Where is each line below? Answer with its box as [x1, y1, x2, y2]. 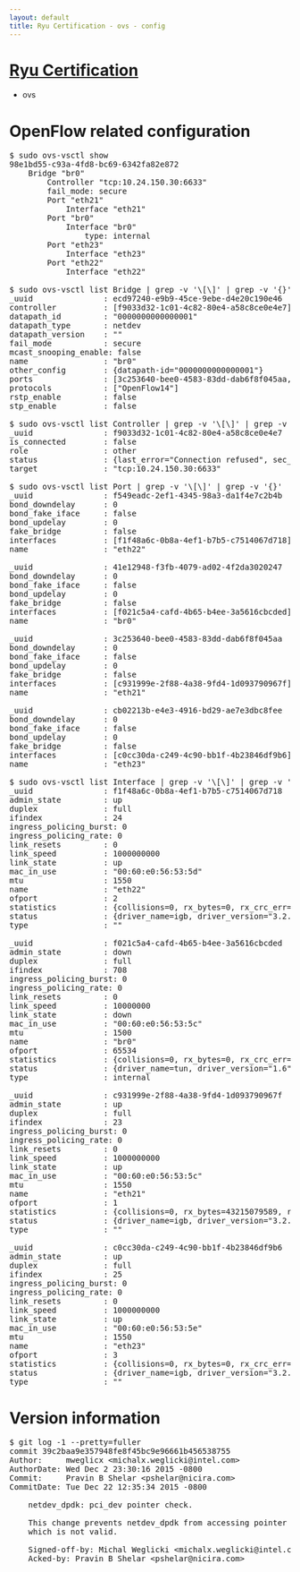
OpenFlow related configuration [9, 121, 251, 141]
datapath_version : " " [9, 329, 123, 340]
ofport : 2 [9, 893, 118, 904]
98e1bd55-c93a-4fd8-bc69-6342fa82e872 [9, 159, 179, 170]
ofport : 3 [9, 1350, 118, 1361]
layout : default [9, 13, 70, 22]
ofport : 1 [9, 1198, 118, 1209]
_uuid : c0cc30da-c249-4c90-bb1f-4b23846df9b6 [9, 1243, 283, 1253]
